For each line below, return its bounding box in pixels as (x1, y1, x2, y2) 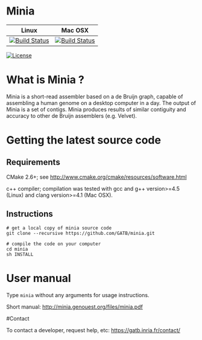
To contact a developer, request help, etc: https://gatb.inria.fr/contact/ (6, 326, 181, 333)
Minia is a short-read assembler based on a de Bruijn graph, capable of (6, 92, 183, 100)
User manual (6, 271, 71, 285)
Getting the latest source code (6, 133, 162, 147)
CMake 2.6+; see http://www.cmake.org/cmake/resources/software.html (6, 173, 187, 181)
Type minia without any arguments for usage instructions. (6, 291, 150, 298)
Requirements (6, 157, 60, 167)
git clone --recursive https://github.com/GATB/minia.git (6, 230, 155, 236)
